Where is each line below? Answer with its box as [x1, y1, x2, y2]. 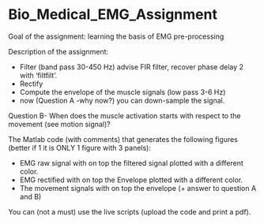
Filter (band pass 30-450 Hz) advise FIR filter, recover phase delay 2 [19, 62, 243, 72]
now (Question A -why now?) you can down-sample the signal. [19, 95, 225, 105]
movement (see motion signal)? [8, 119, 111, 129]
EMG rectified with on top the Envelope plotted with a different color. [19, 175, 243, 185]
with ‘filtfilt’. [19, 70, 58, 80]
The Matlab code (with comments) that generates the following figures [8, 134, 239, 144]
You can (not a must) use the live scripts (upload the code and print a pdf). [8, 207, 251, 216]
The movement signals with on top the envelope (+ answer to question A [19, 183, 257, 192]
